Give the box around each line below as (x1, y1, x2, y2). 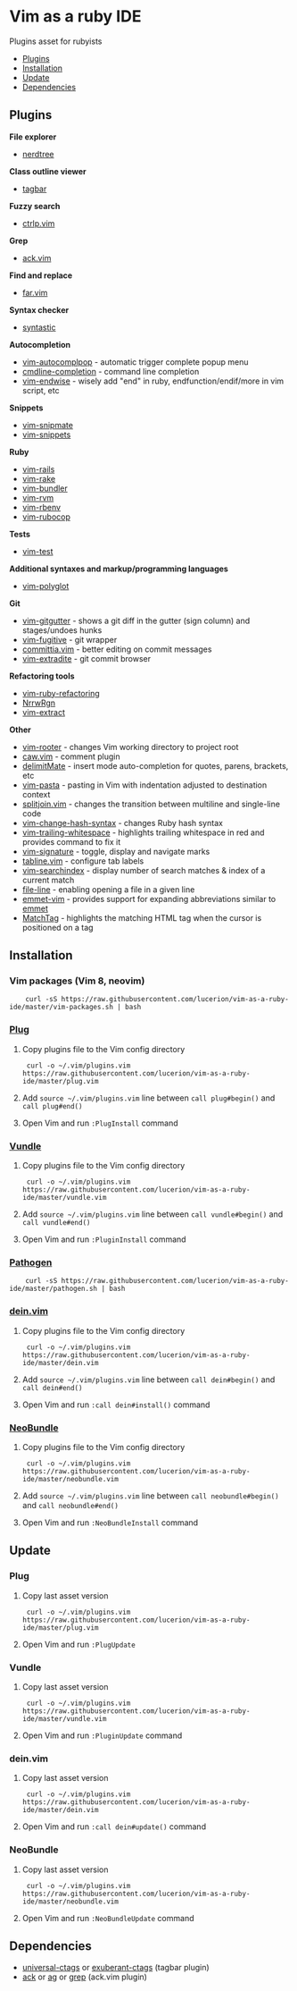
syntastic (21, 322, 56, 333)
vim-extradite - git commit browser (21, 653, 152, 663)
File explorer (9, 131, 57, 142)
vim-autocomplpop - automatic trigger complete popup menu (21, 356, 249, 367)
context (21, 789, 51, 799)
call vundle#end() (21, 1219, 91, 1228)
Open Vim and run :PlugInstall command (21, 1118, 178, 1128)
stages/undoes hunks (21, 624, 103, 636)
